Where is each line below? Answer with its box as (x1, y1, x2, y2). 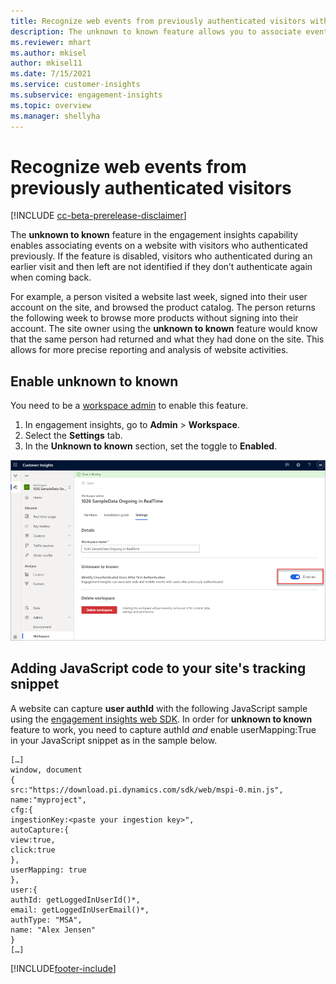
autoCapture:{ (10, 825, 70, 835)
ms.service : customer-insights (10, 80, 141, 90)
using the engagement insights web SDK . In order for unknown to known (10, 713, 313, 725)
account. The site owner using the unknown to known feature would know (10, 323, 318, 335)
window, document (10, 765, 83, 775)
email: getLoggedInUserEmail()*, (10, 905, 150, 915)
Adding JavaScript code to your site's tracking (10, 660, 307, 677)
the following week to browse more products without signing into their (10, 312, 299, 324)
